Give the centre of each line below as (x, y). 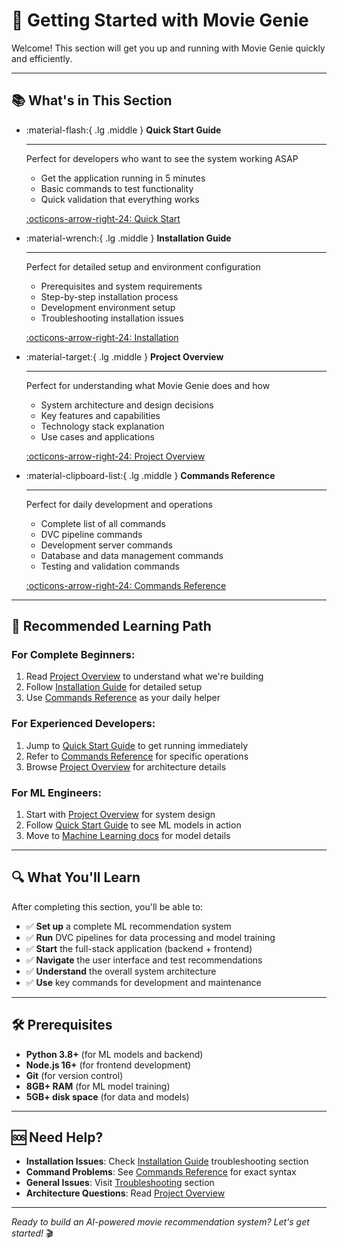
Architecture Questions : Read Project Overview (125, 1193)
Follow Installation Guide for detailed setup (114, 687)
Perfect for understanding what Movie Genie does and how (148, 385)
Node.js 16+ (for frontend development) (108, 1065)
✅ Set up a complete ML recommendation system (128, 926)
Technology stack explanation (102, 426)
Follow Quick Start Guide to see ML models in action (133, 825)
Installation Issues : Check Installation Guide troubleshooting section (167, 1161)
